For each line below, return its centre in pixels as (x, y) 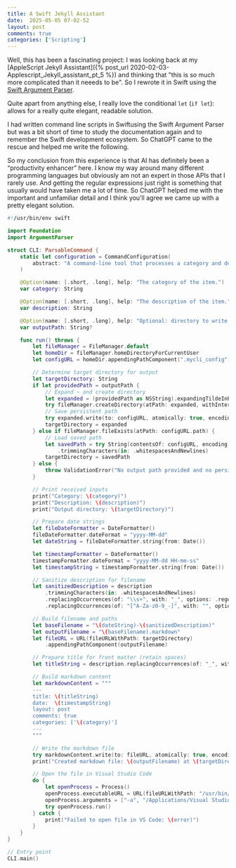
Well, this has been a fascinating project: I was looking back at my (103, 60)
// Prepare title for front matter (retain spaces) (110, 658)
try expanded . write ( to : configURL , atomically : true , (125, 418)
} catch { (47, 813)
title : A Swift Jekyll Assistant (56, 14)
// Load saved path (73, 438)
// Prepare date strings (69, 522)
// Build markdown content (72, 677)
